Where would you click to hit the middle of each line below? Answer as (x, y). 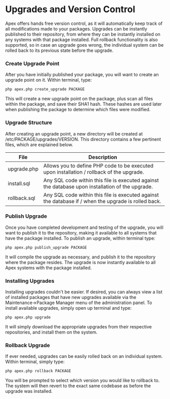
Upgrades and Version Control (70, 9)
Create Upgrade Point (32, 63)
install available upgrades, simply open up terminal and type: (69, 308)
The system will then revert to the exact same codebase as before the (78, 386)
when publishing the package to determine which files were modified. (78, 110)
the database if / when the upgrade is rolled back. (102, 201)
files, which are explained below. (39, 144)
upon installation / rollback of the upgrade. (94, 172)
